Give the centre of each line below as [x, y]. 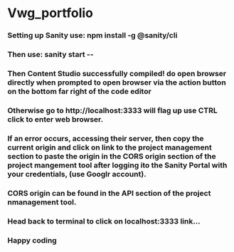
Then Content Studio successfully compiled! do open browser [117, 73]
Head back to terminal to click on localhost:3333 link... [104, 221]
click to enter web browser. [55, 119]
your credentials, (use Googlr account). [77, 174]
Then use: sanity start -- [50, 55]
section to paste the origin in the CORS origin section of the [112, 156]
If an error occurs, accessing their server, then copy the [106, 138]
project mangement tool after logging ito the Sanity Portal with [117, 165]
